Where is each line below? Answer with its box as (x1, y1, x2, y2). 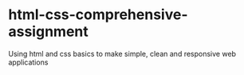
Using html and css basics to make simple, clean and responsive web (8, 49, 237, 58)
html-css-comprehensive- (8, 6, 188, 24)
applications (8, 57, 49, 67)
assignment (8, 22, 89, 41)
